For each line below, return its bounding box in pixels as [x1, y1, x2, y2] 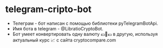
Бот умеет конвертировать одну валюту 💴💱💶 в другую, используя [12, 31, 158, 37]
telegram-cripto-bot [5, 4, 92, 15]
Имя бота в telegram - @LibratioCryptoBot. [12, 25, 103, 31]
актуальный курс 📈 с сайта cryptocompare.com [12, 37, 116, 43]
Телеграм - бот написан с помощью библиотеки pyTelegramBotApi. [12, 20, 158, 26]
